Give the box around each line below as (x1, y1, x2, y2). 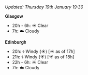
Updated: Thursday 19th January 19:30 (5, 4, 84, 10)
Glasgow (5, 13, 23, 19)
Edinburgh (5, 39, 27, 45)
